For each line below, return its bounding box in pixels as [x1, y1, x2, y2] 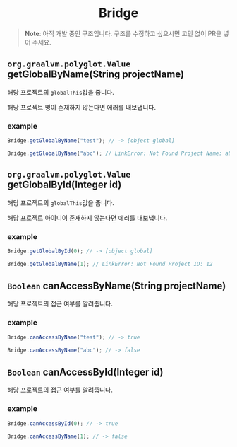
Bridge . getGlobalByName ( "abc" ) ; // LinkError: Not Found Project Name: [7, 150, 222, 157]
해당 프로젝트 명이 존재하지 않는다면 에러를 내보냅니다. [7, 103, 157, 111]
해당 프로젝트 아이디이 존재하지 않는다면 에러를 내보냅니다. [7, 214, 168, 222]
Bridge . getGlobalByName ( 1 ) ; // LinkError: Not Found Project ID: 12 [7, 260, 213, 267]
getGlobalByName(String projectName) [7, 69, 185, 81]
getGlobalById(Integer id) [7, 179, 122, 191]
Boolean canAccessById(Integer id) [7, 366, 164, 378]
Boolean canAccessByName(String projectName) [7, 280, 226, 292]
